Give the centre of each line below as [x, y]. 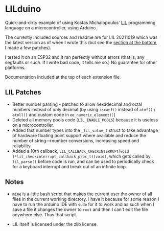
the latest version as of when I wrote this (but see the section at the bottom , [81, 42]
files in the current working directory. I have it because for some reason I [85, 199]
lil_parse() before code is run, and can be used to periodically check [83, 161]
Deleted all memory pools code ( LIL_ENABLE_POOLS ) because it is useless [85, 120]
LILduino [23, 9]
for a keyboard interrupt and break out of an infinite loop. [70, 166]
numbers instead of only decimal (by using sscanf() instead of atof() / [84, 109]
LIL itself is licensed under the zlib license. [55, 224]
